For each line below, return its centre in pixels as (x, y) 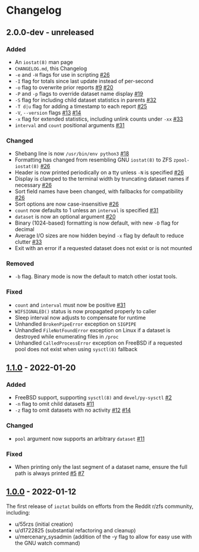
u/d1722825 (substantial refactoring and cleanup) (75, 530)
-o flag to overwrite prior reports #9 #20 (64, 87)
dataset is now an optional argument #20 (65, 217)
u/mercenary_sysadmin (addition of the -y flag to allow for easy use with (103, 537)
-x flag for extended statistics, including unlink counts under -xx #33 (99, 119)
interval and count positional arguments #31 (70, 125)
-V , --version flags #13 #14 (48, 112)
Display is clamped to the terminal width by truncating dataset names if (102, 179)
